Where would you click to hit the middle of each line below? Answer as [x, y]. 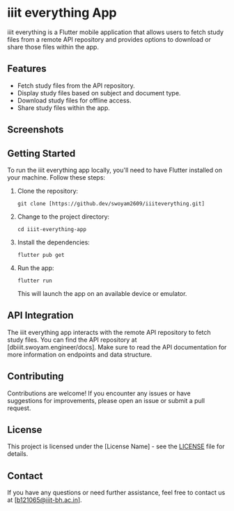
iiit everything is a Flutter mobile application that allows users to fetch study [116, 32]
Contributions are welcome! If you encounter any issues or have [99, 393]
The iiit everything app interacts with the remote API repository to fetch [109, 332]
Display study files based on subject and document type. [99, 93]
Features [27, 69]
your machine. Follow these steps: [56, 177]
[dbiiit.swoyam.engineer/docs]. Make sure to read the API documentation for [117, 347]
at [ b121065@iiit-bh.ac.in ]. [45, 500]
